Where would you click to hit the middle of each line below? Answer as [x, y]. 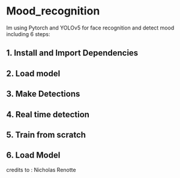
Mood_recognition [53, 11]
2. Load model [33, 73]
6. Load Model [33, 155]
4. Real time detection [48, 115]
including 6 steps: [28, 34]
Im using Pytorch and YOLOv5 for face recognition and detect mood [90, 28]
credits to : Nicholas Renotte [41, 170]
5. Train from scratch [46, 134]
